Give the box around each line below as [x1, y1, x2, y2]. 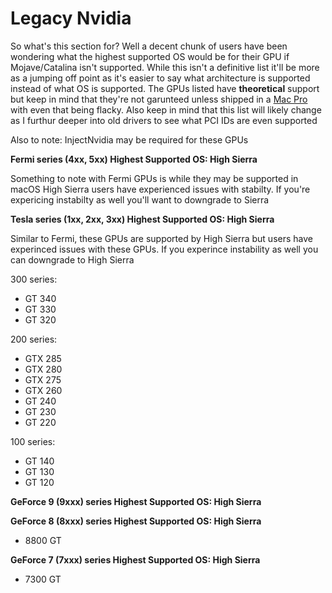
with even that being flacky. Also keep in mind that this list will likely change [10, 103, 322, 116]
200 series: [10, 333, 58, 345]
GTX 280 [24, 363, 63, 375]
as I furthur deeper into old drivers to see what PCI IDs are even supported [10, 114, 318, 126]
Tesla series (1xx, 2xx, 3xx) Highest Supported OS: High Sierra [10, 213, 275, 225]
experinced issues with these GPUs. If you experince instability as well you [10, 243, 319, 255]
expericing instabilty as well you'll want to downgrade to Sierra [10, 193, 270, 206]
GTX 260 [24, 384, 63, 396]
